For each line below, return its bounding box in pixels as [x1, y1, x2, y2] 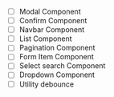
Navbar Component [18, 25, 85, 34]
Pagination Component [18, 43, 96, 53]
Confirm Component [18, 16, 88, 26]
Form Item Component [18, 52, 94, 62]
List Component [18, 34, 73, 43]
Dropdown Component [18, 70, 96, 79]
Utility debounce [18, 79, 75, 89]
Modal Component [18, 7, 81, 16]
